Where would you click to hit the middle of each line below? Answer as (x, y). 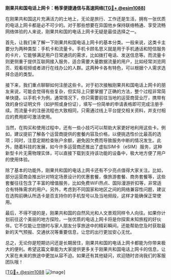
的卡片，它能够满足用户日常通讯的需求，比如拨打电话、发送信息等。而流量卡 (85, 55)
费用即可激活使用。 (34, 117)
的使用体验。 (19, 159)
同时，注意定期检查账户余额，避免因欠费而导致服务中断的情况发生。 (85, 140)
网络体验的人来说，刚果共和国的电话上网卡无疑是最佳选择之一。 (72, 32)
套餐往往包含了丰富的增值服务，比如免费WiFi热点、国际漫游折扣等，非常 (81, 183)
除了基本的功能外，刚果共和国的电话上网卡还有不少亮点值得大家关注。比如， (85, 170)
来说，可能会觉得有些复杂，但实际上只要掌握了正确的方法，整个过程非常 (85, 91)
